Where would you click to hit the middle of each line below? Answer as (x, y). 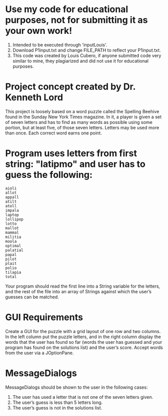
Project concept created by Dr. (70, 87)
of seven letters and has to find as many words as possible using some (79, 122)
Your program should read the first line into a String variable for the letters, (83, 286)
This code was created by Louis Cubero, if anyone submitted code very (87, 55)
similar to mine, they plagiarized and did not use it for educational (80, 61)
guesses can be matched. (32, 297)
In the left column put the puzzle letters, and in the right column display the (83, 337)
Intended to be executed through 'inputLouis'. (60, 44)
